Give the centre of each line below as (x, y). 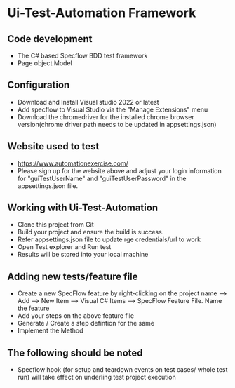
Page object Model (45, 63)
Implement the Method (50, 330)
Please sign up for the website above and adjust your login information (120, 170)
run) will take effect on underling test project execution (97, 377)
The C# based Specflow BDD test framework (82, 55)
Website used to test (53, 146)
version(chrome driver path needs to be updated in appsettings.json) (117, 124)
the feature (33, 308)
